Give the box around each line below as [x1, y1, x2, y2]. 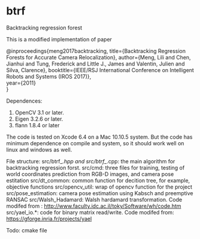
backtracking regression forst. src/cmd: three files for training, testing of [6, 164, 185, 171]
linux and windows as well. [6, 146, 72, 153]
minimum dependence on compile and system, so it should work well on [6, 139, 184, 147]
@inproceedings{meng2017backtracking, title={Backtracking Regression [6, 47, 186, 55]
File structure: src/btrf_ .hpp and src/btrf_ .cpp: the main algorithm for [6, 157, 175, 165]
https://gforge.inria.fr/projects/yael [6, 215, 92, 222]
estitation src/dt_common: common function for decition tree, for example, [6, 177, 190, 184]
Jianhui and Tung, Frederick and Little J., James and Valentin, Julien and [6, 60, 185, 67]
